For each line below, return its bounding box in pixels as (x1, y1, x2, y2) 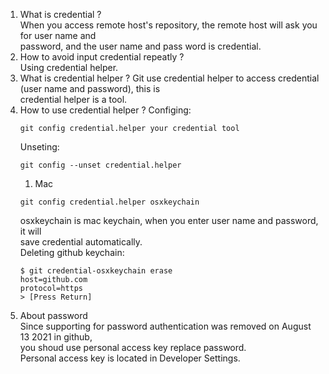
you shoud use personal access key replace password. (19, 342, 247, 353)
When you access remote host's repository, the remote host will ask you (19, 19, 318, 31)
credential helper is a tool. (19, 94, 128, 105)
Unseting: (19, 141, 60, 153)
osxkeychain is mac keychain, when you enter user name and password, (19, 215, 319, 226)
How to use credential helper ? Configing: (19, 104, 192, 116)
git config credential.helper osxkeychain (19, 197, 200, 207)
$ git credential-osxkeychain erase (19, 266, 173, 276)
